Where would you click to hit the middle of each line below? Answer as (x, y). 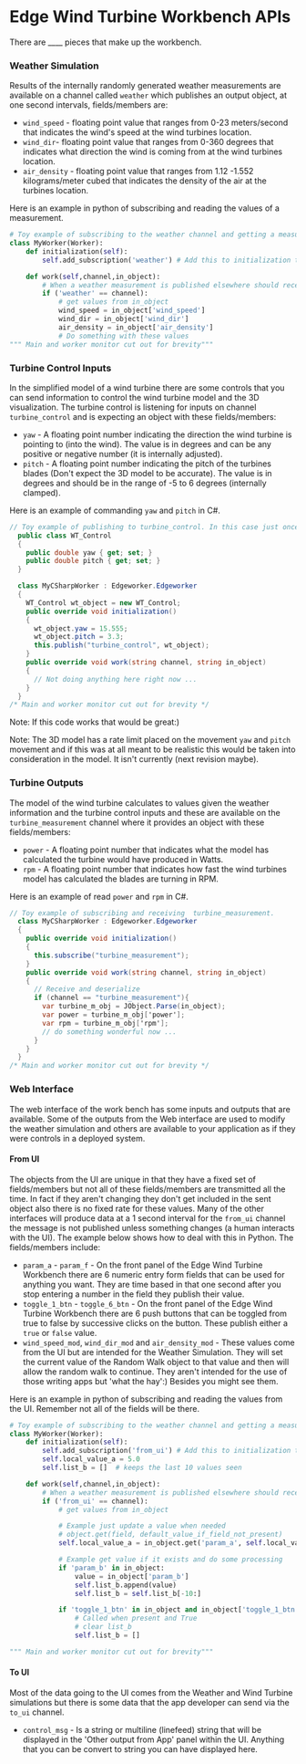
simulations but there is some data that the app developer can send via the (149, 1703)
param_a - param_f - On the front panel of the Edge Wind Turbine (143, 1265)
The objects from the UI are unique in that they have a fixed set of (133, 1179)
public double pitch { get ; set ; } (93, 561)
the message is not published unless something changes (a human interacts (152, 1227)
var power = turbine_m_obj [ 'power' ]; (113, 1015)
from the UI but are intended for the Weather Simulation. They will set (153, 1352)
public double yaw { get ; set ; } (89, 553)
